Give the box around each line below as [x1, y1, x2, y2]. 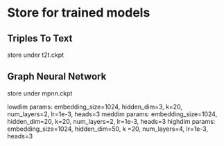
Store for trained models [7, 5, 150, 21]
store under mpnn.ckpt [7, 89, 73, 98]
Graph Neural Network [7, 71, 107, 82]
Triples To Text [7, 33, 73, 44]
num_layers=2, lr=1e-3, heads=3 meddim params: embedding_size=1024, [7, 109, 218, 118]
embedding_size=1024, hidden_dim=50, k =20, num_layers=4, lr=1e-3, [7, 125, 209, 133]
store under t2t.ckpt [7, 51, 64, 59]
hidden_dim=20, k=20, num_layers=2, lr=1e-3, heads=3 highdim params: [7, 117, 216, 125]
